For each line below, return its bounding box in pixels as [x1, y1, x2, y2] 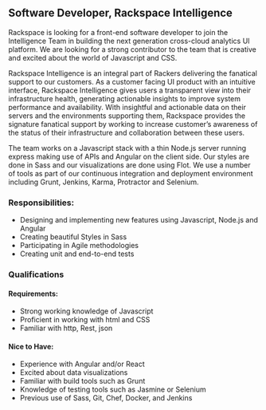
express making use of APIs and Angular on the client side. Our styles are [8, 152, 249, 161]
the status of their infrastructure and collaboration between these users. [8, 128, 245, 137]
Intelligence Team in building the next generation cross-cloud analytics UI [8, 36, 250, 45]
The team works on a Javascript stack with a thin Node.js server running [8, 143, 247, 152]
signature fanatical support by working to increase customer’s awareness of [8, 119, 258, 128]
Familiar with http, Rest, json [19, 323, 113, 333]
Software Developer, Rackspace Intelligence [8, 6, 233, 20]
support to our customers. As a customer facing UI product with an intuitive [8, 77, 256, 86]
